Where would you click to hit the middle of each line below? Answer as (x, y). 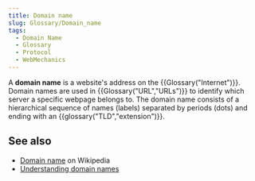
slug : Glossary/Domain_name (55, 23)
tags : (17, 30)
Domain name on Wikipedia (65, 160)
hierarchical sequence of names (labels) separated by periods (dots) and (128, 107)
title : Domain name (41, 15)
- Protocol (33, 52)
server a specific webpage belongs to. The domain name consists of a (124, 99)
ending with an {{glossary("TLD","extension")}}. (86, 116)
